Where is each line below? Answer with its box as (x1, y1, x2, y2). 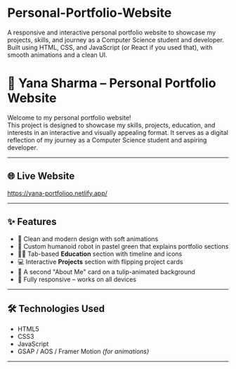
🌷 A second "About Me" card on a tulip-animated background (17, 267, 195, 276)
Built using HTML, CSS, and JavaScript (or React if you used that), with (7, 43, 213, 51)
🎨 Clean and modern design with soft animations (17, 234, 159, 243)
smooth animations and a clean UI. (7, 51, 107, 59)
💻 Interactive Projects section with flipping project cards (17, 257, 183, 266)
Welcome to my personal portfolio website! (7, 113, 131, 122)
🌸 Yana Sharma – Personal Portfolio (7, 75, 216, 91)
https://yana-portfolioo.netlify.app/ (7, 188, 107, 198)
